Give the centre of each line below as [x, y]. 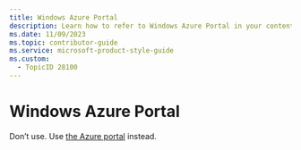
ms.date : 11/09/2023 [48, 34]
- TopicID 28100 [47, 68]
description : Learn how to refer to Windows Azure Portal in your [136, 26]
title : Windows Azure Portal [64, 17]
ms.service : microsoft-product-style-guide [92, 51]
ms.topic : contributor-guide [64, 42]
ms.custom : [30, 59]
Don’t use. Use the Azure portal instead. [83, 136]
